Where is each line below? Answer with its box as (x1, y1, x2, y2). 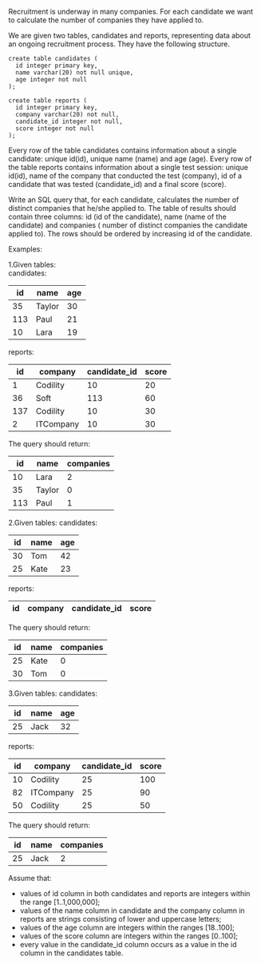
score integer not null (15, 125, 94, 133)
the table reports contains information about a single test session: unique (8, 163, 249, 172)
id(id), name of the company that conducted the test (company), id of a (8, 171, 242, 181)
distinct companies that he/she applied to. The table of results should (8, 204, 237, 212)
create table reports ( (8, 97, 88, 105)
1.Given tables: (8, 260, 56, 269)
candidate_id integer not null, (15, 117, 124, 125)
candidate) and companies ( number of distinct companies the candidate (8, 220, 248, 230)
